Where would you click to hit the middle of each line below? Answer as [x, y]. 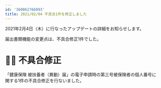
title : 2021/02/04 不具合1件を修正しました [46, 14]
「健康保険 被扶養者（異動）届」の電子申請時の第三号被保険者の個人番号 [79, 75]
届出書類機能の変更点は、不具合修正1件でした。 [53, 39]
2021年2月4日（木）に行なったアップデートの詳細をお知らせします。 [75, 28]
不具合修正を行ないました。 [56, 81]
